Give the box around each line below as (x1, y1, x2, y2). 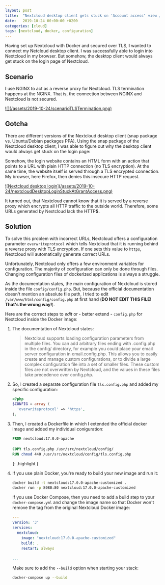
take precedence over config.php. (24, 372, 94, 377)
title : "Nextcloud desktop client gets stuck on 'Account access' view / (5, 13, 162, 18)
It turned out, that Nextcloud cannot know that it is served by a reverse (5, 198, 148, 204)
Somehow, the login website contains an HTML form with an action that (5, 158, 150, 164)
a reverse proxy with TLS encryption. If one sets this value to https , (5, 246, 141, 252)
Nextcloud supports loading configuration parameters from (24, 335, 144, 341)
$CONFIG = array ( (12, 401, 50, 407)
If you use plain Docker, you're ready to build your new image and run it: (12, 470, 159, 476)
